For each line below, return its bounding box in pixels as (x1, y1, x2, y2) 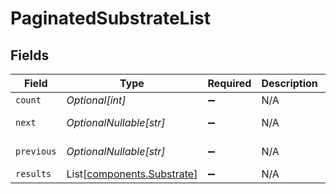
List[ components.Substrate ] (66, 167, 198, 181)
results (15, 168, 52, 179)
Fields (10, 47, 50, 64)
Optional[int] (66, 93, 127, 107)
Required (207, 77, 252, 90)
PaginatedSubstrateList (10, 7, 211, 30)
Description (261, 77, 318, 90)
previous (15, 146, 57, 157)
